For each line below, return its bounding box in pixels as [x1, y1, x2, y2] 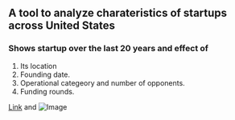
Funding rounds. [19, 86, 75, 96]
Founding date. [19, 70, 71, 79]
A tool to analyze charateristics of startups [8, 6, 228, 20]
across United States [8, 19, 115, 33]
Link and [8, 102, 37, 111]
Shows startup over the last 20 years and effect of [8, 43, 209, 54]
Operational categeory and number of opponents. [19, 78, 185, 87]
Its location [19, 61, 57, 70]
